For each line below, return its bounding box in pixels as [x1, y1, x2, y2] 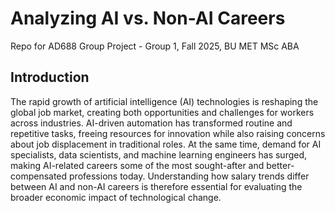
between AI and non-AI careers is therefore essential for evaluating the [10, 180, 303, 192]
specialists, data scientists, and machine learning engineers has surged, [10, 148, 308, 161]
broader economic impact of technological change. [10, 191, 222, 203]
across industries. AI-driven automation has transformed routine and [10, 117, 293, 129]
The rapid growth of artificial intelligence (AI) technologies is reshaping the [10, 95, 319, 107]
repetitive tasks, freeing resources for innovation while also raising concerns [10, 127, 326, 139]
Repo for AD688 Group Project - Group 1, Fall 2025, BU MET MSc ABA [10, 40, 300, 52]
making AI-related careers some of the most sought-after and [10, 159, 265, 171]
